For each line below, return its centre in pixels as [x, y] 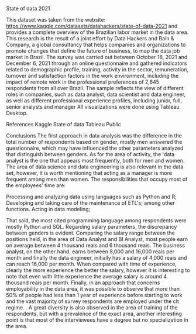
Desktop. [17, 113]
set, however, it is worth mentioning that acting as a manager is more [89, 173]
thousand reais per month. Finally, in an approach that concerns [83, 283]
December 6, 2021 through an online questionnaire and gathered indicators [97, 63]
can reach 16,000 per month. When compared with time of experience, [91, 264]
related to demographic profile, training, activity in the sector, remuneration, [97, 69]
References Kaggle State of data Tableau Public [64, 124]
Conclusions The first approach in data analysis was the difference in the [94, 136]
